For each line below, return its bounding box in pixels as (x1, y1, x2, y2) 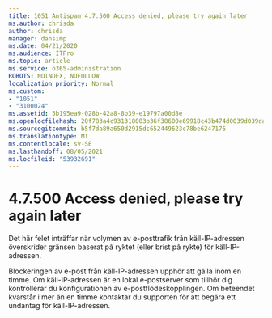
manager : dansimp (8, 34, 67, 43)
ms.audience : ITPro (8, 49, 74, 57)
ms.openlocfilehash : (8, 117, 79, 125)
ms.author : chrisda (8, 19, 74, 28)
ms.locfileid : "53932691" (8, 155, 96, 163)
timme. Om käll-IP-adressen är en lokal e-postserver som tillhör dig (8, 275, 233, 285)
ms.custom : (8, 87, 45, 95)
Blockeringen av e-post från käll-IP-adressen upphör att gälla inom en (8, 266, 241, 276)
